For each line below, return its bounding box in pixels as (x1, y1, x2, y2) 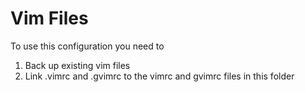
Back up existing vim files (24, 59, 131, 71)
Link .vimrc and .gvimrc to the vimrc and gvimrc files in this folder (24, 70, 295, 82)
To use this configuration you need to (10, 40, 165, 52)
